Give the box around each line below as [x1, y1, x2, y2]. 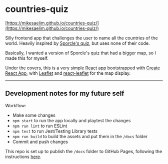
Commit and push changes [12, 139, 68, 145]
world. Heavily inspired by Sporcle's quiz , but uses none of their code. [5, 40, 150, 46]
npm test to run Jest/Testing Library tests [12, 128, 98, 134]
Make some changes [12, 112, 56, 118]
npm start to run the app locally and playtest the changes [12, 117, 131, 123]
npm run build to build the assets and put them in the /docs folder [12, 133, 148, 139]
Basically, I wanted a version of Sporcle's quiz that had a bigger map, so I [5, 50, 156, 56]
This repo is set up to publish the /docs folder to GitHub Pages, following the [5, 148, 162, 154]
